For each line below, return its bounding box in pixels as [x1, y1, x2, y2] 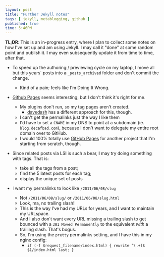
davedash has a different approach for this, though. [27, 109, 132, 115]
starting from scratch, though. [19, 141, 81, 147]
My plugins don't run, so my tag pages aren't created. [19, 104, 130, 110]
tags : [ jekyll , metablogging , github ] [5, 16, 90, 21]
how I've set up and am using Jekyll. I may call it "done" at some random [5, 45, 154, 51]
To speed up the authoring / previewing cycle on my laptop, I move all [12, 65, 155, 71]
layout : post [5, 7, 32, 12]
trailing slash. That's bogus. [19, 226, 77, 233]
